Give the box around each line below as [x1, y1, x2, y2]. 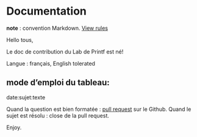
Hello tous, [6, 36, 34, 43]
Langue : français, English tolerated [6, 60, 96, 67]
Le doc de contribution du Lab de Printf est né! [6, 47, 124, 55]
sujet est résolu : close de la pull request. [6, 111, 110, 119]
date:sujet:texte [6, 93, 46, 101]
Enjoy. [6, 124, 22, 131]
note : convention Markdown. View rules [6, 24, 109, 32]
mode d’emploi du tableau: [6, 77, 110, 88]
